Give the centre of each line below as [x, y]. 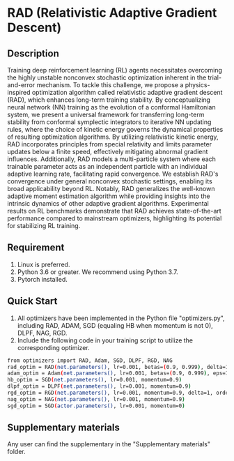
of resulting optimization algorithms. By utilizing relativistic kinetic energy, [113, 137]
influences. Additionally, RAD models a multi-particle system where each [111, 159]
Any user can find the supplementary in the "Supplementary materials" [109, 444]
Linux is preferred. [44, 264]
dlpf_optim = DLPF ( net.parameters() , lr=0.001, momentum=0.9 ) [99, 386]
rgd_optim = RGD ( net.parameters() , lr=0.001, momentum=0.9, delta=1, [110, 393]
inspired [19, 92]
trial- [214, 77]
